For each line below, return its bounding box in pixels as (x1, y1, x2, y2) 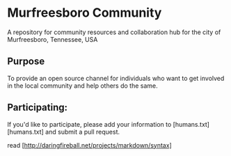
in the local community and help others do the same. (7, 81, 158, 90)
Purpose (7, 56, 45, 68)
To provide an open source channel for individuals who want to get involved (7, 74, 225, 82)
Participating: (7, 102, 68, 114)
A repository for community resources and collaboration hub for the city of (7, 28, 221, 36)
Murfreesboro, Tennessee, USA (7, 35, 98, 43)
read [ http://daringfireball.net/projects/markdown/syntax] (7, 141, 172, 149)
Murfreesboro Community (7, 5, 162, 21)
